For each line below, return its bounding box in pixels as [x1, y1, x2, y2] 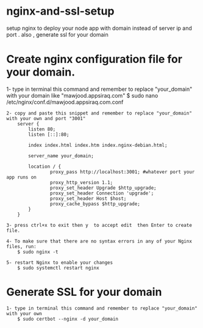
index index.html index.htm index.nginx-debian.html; [28, 142, 168, 148]
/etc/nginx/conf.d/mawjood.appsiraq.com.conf [6, 98, 124, 105]
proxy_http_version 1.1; [49, 179, 113, 185]
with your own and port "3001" [6, 115, 86, 121]
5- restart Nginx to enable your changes [6, 259, 113, 266]
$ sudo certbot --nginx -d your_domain [17, 316, 119, 322]
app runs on [6, 174, 37, 180]
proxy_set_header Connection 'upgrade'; [49, 190, 154, 196]
